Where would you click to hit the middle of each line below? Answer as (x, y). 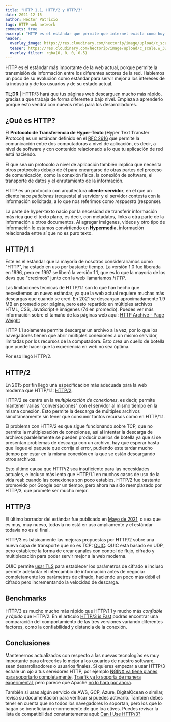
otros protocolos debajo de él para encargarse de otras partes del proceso (83, 170)
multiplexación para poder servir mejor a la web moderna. (66, 556)
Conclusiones (28, 643)
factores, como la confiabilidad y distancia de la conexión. (66, 627)
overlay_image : (26, 43)
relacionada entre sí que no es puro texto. (49, 233)
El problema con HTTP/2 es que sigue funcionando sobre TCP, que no (79, 426)
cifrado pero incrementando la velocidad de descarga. (62, 582)
